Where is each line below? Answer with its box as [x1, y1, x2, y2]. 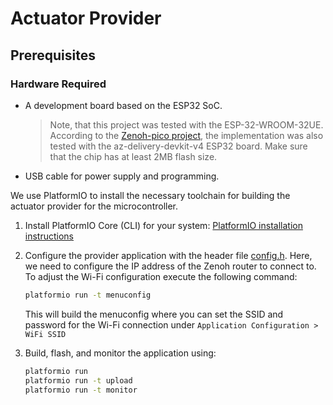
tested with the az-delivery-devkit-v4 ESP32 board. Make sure [49, 140, 308, 152]
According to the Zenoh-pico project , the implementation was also [49, 129, 324, 141]
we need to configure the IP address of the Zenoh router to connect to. [24, 260, 317, 272]
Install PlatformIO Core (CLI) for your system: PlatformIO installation [24, 219, 303, 231]
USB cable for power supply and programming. [24, 170, 220, 182]
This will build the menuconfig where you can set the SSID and [24, 308, 284, 320]
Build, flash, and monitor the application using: [24, 347, 217, 359]
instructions [24, 230, 75, 242]
